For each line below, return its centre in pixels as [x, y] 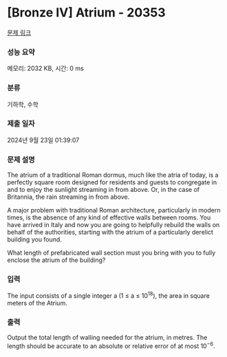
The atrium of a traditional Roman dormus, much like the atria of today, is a [113, 175]
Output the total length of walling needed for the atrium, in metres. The [107, 338]
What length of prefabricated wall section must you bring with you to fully [111, 253]
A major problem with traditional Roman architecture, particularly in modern [114, 210]
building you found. [34, 239]
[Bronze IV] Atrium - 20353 [87, 13]
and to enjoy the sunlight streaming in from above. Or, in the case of [104, 190]
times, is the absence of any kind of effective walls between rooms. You [109, 217]
